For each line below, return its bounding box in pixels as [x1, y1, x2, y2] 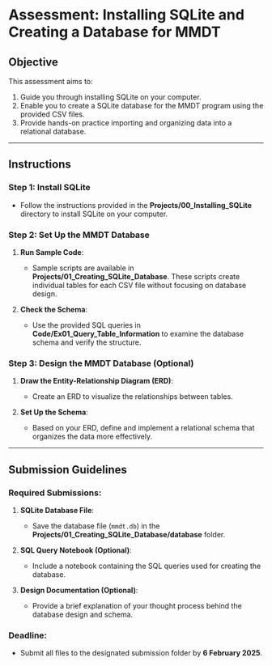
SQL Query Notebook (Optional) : [19, 545, 132, 555]
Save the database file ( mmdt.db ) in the [32, 520, 160, 531]
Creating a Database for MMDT [8, 23, 221, 41]
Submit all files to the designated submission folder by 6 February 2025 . [19, 648, 263, 658]
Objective [8, 55, 59, 69]
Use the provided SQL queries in [32, 320, 142, 329]
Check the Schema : [19, 304, 87, 314]
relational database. [19, 127, 87, 136]
